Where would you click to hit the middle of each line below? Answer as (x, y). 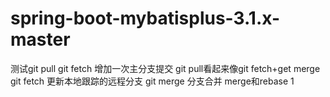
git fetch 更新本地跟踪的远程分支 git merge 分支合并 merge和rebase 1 (152, 81)
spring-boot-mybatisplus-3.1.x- (145, 18)
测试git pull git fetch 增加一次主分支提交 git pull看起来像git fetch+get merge (165, 68)
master (40, 39)
